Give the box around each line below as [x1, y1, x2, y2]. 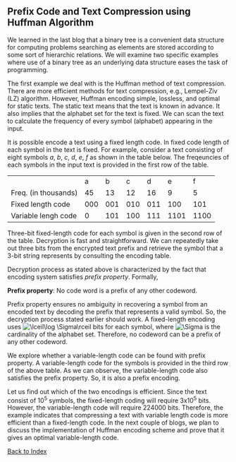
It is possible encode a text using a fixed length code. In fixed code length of [7, 138, 230, 146]
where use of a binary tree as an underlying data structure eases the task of [7, 58, 228, 66]
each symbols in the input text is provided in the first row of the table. [7, 160, 209, 169]
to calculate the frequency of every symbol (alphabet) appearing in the [7, 117, 213, 125]
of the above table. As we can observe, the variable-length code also [7, 366, 208, 374]
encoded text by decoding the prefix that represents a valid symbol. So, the [7, 307, 227, 316]
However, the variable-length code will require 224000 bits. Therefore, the [7, 403, 224, 412]
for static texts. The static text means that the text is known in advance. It [7, 102, 221, 110]
